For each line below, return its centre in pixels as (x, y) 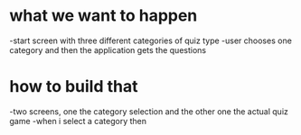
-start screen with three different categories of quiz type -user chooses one (150, 40)
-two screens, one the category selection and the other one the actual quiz (149, 111)
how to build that (74, 87)
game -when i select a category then (78, 121)
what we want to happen (103, 16)
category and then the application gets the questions (108, 49)
